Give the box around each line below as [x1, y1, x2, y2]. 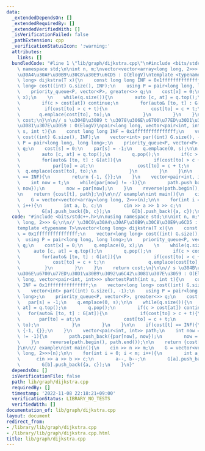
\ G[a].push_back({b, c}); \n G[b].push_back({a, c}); [17, 208, 195, 214]
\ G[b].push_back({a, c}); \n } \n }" [17, 362, 135, 368]
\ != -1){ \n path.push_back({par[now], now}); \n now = [17, 333, 198, 340]
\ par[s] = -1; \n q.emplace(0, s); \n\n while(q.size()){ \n [17, 299, 192, 305]
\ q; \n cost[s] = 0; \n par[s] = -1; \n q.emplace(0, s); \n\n [17, 145, 198, 152]
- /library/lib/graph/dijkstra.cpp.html [6, 430, 111, 436]
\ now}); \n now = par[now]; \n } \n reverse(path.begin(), [17, 185, 201, 192]
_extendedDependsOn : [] [12, 15, 72, 21]
